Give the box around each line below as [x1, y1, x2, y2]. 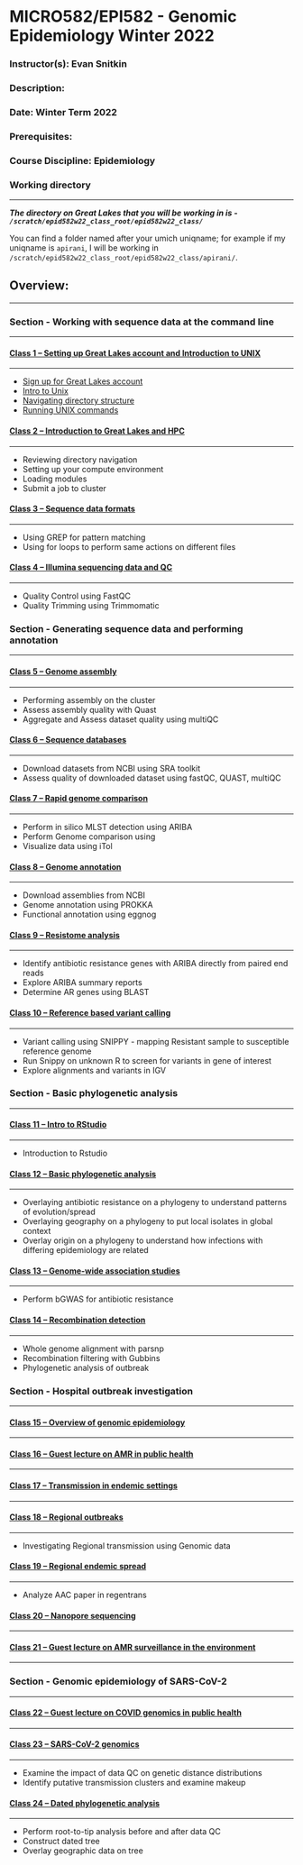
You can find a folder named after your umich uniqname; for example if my [9, 233, 286, 244]
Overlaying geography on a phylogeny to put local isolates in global [22, 1216, 273, 1227]
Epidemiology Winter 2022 [9, 25, 215, 46]
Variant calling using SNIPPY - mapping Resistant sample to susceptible [22, 1036, 289, 1047]
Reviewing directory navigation [22, 453, 138, 465]
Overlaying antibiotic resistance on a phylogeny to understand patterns [22, 1197, 287, 1208]
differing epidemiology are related [22, 1245, 149, 1256]
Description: [9, 82, 65, 95]
